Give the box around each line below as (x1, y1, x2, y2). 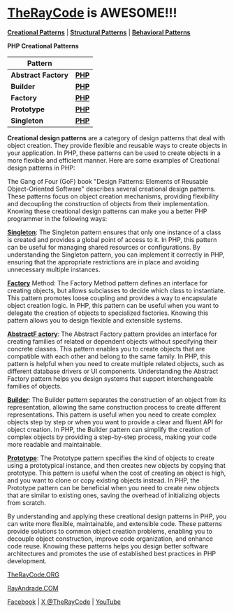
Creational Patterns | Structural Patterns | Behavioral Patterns (7, 28, 191, 36)
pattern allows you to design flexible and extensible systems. (7, 316, 183, 324)
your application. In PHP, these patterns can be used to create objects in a (7, 149, 221, 157)
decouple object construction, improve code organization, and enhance (7, 534, 213, 543)
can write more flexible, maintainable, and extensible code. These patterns (7, 519, 222, 527)
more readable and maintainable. (7, 440, 103, 448)
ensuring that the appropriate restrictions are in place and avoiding (7, 257, 200, 266)
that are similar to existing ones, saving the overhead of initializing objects (7, 491, 220, 499)
